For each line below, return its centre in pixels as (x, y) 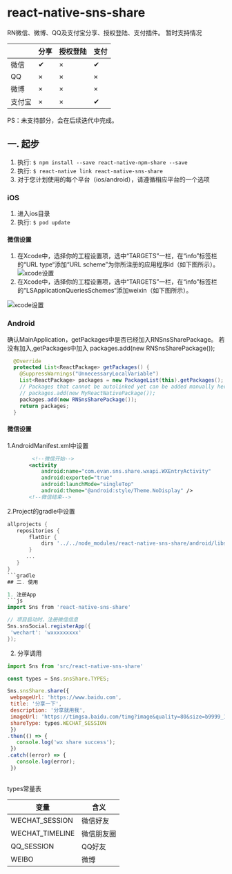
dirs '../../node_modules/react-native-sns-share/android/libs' (135, 543)
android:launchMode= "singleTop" (88, 485)
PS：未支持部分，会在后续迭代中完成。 (62, 120)
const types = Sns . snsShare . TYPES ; (58, 679)
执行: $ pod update (43, 222)
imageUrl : (24, 717)
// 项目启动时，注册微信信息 (43, 620)
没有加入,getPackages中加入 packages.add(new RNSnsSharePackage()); (111, 348)
